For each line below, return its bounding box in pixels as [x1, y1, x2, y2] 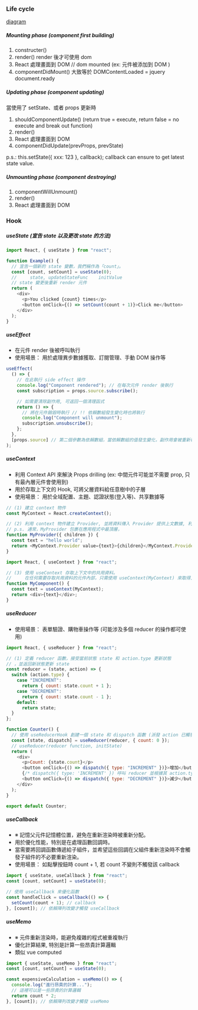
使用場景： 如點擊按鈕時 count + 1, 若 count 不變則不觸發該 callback [14, 861, 180, 868]
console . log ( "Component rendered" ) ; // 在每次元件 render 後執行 [16, 383, 174, 389]
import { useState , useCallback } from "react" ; [6, 873, 128, 879]
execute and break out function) [14, 122, 93, 129]
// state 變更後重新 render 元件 [11, 280, 87, 286]
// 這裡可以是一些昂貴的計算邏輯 [11, 988, 81, 993]
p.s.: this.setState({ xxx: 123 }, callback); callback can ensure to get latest [6, 154, 184, 161]
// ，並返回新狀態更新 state [6, 661, 70, 667]
